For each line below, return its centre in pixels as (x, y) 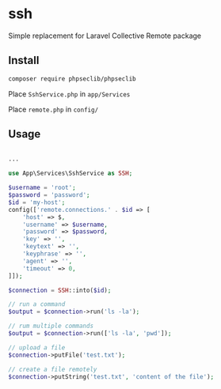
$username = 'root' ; (42, 188)
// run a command (37, 304)
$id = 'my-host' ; (37, 202)
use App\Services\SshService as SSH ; (70, 174)
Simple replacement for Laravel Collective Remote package (105, 36)
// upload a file (37, 347)
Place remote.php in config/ (53, 109)
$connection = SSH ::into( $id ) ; (60, 290)
